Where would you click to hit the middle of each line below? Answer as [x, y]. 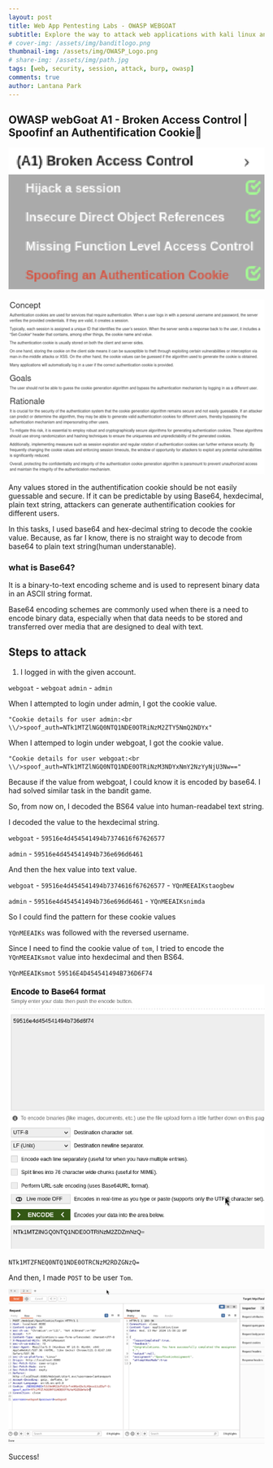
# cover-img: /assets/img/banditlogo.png [80, 43]
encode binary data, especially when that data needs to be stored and [126, 618]
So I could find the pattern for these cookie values [92, 917]
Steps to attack [48, 653]
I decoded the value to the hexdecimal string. [84, 822]
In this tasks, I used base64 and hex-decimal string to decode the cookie [130, 528]
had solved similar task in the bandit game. [80, 791]
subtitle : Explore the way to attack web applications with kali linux [132, 34]
